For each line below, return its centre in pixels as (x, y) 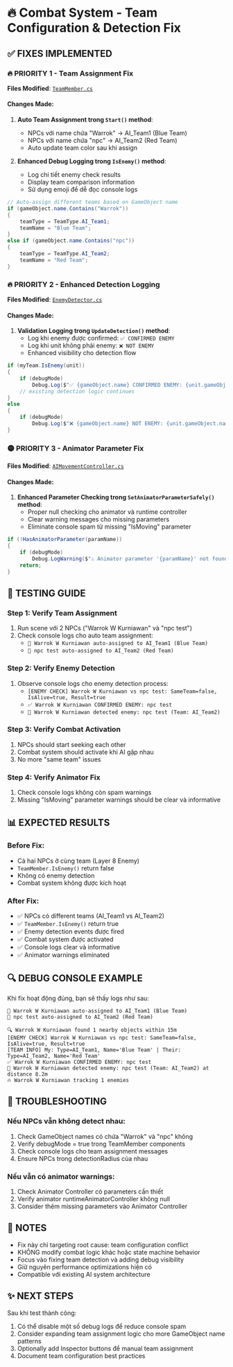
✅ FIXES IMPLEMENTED (60, 53)
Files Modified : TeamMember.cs (50, 88)
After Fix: (23, 901)
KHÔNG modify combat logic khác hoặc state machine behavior (109, 1252)
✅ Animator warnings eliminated (63, 955)
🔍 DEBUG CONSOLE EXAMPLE (75, 978)
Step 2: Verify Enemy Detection (61, 669)
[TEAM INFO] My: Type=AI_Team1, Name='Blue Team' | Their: (94, 1050)
